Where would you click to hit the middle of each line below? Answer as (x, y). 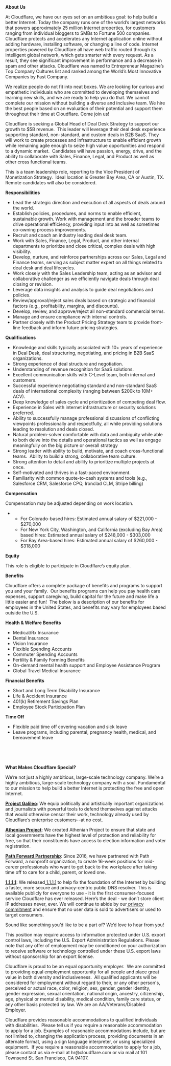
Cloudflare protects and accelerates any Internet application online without (84, 39)
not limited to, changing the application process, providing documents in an (85, 1036)
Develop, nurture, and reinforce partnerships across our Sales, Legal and (89, 257)
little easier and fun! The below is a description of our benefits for (75, 602)
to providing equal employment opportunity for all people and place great (82, 972)
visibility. (22, 251)
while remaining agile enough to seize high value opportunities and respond (85, 145)
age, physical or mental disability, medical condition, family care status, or (83, 999)
